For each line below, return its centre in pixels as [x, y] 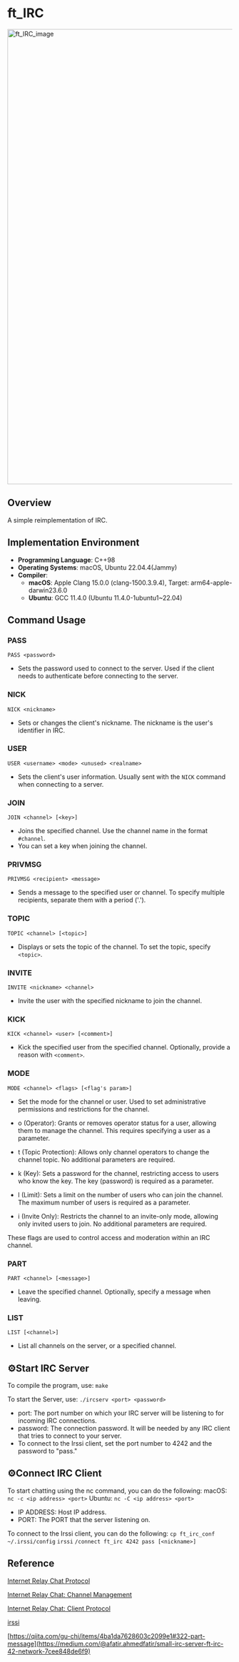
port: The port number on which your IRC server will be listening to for [121, 1413]
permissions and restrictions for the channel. [83, 1109]
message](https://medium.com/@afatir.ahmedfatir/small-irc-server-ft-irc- [116, 1643]
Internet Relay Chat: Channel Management [70, 1594]
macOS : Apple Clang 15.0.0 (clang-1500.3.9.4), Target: [108, 583]
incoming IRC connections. [57, 1421]
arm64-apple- [211, 583]
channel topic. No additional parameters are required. [96, 1159]
